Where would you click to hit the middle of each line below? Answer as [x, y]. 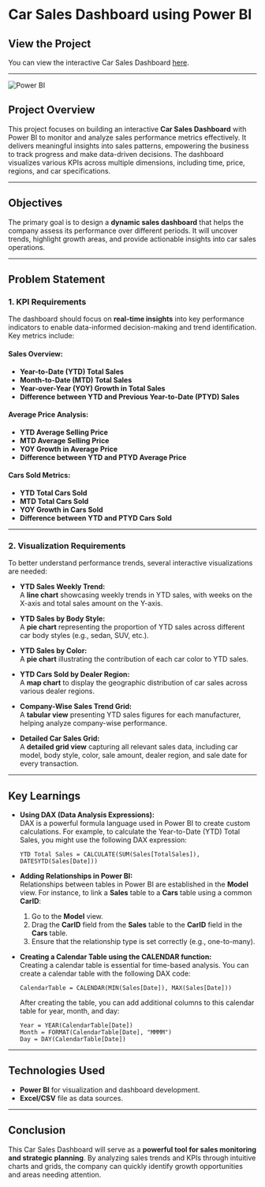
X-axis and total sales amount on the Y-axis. [91, 603]
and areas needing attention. [55, 1174]
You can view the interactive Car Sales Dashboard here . [99, 62]
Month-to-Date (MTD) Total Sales [76, 379]
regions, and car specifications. [60, 170]
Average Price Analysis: [49, 415]
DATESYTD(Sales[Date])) [59, 861]
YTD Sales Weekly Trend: [62, 587]
